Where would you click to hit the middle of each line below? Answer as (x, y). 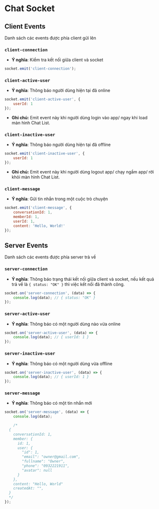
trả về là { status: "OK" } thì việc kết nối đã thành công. (68, 284)
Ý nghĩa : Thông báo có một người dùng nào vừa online (66, 324)
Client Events (25, 26)
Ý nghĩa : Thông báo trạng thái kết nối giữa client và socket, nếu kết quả (83, 279)
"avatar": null (37, 470)
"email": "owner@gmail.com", (51, 457)
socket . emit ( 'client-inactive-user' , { (45, 154)
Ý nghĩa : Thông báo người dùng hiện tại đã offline (61, 145)
